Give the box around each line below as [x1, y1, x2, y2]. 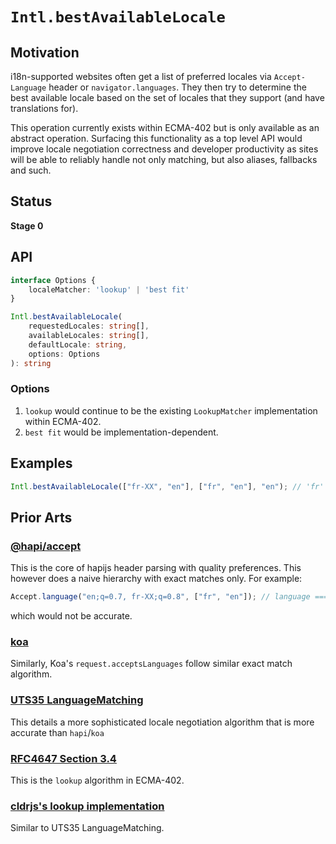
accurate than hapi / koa [10, 726, 105, 738]
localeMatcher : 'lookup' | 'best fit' [28, 284, 190, 295]
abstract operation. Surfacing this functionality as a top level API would [10, 133, 303, 144]
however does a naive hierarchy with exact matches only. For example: [10, 573, 303, 585]
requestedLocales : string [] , [28, 321, 150, 332]
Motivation [10, 44, 80, 61]
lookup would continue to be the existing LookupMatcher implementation [24, 404, 318, 417]
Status [10, 193, 53, 210]
